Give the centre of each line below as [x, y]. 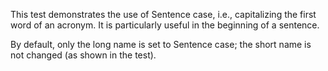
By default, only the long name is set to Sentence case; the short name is [161, 44]
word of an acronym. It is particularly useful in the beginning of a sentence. [165, 25]
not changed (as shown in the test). [83, 55]
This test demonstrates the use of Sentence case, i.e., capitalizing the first [163, 14]
